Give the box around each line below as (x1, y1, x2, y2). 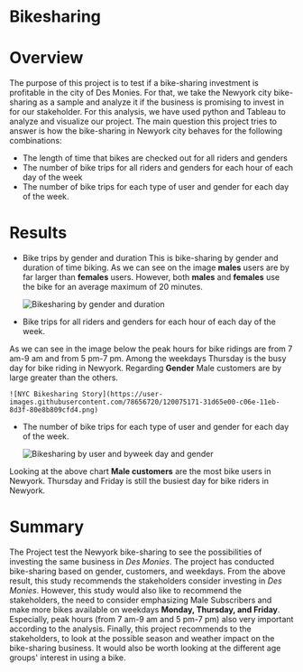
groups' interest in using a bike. (9, 652, 126, 663)
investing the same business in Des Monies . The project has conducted (9, 556, 275, 566)
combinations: (9, 135, 62, 146)
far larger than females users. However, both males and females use (22, 272, 280, 283)
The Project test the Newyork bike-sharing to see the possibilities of (9, 546, 262, 557)
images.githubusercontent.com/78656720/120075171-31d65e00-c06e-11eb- (9, 397, 280, 407)
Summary (9, 517, 84, 537)
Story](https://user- (81, 390, 164, 399)
